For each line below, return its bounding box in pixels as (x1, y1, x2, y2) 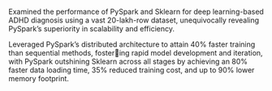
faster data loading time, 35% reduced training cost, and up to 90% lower (8, 65, 255, 75)
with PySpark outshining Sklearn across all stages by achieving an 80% (8, 56, 248, 66)
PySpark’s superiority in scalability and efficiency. (8, 24, 175, 33)
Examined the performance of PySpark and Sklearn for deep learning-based (8, 7, 264, 16)
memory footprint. (8, 74, 69, 83)
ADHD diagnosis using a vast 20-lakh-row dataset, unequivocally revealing (8, 15, 260, 25)
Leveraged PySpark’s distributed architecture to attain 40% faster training (8, 39, 256, 49)
